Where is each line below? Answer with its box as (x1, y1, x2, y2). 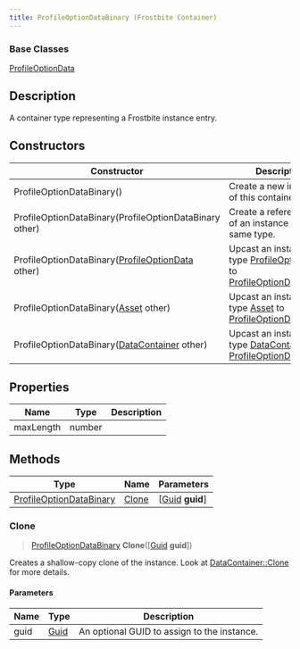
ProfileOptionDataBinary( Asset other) (13, 301, 171, 313)
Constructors (9, 138, 86, 154)
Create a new (229, 179, 285, 192)
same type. (229, 228, 276, 240)
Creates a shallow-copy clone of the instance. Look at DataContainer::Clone (9, 557, 289, 568)
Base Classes (9, 42, 70, 54)
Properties (9, 379, 70, 395)
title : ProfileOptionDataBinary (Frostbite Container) (9, 12, 218, 22)
